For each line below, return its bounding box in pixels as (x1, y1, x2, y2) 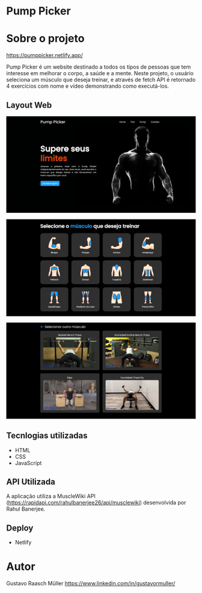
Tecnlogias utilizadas (6, 431, 88, 441)
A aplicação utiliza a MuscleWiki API (6, 493, 96, 500)
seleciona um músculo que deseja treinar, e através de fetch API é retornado (6, 76, 196, 84)
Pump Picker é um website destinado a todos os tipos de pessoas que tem (6, 63, 191, 70)
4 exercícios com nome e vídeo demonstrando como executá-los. (6, 82, 170, 90)
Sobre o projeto (6, 32, 85, 46)
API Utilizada (6, 476, 55, 487)
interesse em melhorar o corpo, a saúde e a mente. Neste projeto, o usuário (6, 70, 194, 77)
